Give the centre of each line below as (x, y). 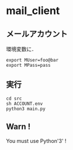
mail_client (33, 11)
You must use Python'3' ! (36, 141)
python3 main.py (26, 109)
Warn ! (18, 127)
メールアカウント (37, 34)
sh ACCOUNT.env (25, 104)
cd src (14, 98)
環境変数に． (21, 49)
